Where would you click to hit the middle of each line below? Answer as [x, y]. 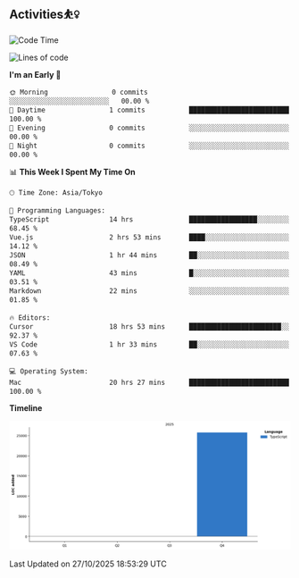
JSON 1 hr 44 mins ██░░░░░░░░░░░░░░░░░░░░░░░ [149, 255]
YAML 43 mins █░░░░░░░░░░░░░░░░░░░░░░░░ [149, 273]
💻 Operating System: [49, 371]
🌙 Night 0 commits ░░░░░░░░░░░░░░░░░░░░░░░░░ [149, 146]
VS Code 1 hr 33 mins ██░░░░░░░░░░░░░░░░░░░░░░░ [149, 344]
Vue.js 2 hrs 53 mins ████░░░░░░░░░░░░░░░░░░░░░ [149, 237]
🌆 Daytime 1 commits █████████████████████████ [149, 110]
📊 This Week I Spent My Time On [72, 172]
